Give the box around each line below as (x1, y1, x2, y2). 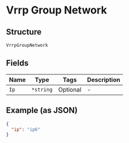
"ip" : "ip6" (11, 127, 41, 132)
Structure (6, 27, 42, 37)
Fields (6, 58, 29, 68)
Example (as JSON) (6, 105, 78, 115)
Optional (58, 86, 82, 94)
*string (31, 86, 53, 93)
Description (86, 76, 121, 84)
